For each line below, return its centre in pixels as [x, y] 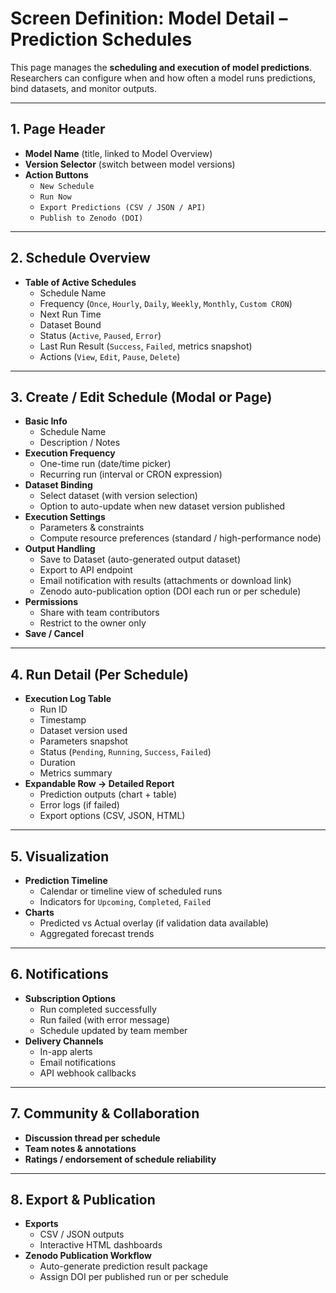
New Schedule [67, 186]
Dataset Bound [70, 324]
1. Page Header [58, 129]
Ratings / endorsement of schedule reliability [120, 1159]
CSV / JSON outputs [82, 1234]
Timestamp [63, 720]
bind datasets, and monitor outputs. [84, 88]
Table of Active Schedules [80, 282]
